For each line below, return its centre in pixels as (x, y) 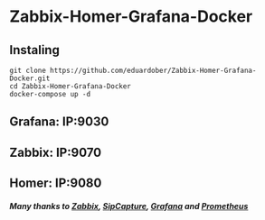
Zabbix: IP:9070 (56, 152)
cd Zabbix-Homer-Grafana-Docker (70, 87)
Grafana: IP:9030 (59, 122)
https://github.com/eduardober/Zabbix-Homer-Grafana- (153, 70)
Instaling (35, 50)
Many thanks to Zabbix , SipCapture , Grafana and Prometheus (129, 206)
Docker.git (30, 78)
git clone (28, 70)
